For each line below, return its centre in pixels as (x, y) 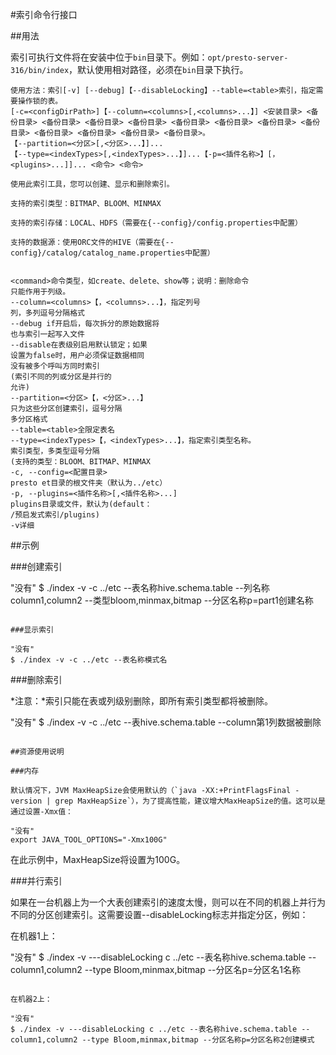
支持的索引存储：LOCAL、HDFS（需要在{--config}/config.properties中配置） (156, 223)
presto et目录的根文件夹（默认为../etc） (89, 483)
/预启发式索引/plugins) (55, 515)
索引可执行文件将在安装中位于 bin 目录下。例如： (109, 57)
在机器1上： (34, 936)
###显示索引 (32, 630)
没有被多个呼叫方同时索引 (55, 366)
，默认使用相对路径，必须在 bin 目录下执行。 (158, 69)
